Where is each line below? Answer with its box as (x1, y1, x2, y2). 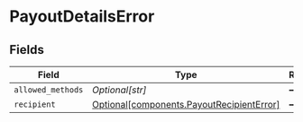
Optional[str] (91, 83, 147, 96)
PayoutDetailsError (9, 6, 155, 27)
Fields (9, 42, 45, 57)
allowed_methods (14, 85, 84, 95)
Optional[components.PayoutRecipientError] (91, 99, 280, 110)
